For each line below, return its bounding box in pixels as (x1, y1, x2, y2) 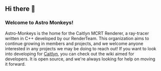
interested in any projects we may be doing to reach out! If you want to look (5, 45, 157, 51)
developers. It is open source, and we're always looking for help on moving (5, 56, 156, 62)
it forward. (5, 61, 26, 67)
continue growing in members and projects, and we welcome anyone (5, 41, 143, 46)
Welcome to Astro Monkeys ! (5, 19, 74, 26)
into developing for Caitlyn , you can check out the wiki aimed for (5, 51, 135, 57)
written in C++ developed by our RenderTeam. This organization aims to (5, 35, 149, 41)
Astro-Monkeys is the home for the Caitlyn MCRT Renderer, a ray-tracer (5, 30, 149, 36)
